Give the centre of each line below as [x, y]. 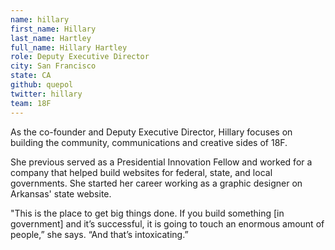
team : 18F [31, 103]
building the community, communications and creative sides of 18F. [149, 142]
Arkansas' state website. [61, 193]
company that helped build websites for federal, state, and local [141, 172]
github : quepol [42, 85]
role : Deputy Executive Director [80, 57]
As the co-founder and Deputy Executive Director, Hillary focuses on [151, 132]
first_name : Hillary [53, 29]
